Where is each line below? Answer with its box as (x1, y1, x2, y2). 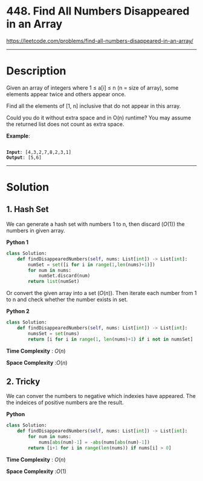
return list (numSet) (28, 279, 80, 285)
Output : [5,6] (6, 154, 42, 161)
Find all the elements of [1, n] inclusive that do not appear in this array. (6, 102, 181, 110)
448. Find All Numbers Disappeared (6, 4, 190, 18)
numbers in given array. (6, 227, 65, 234)
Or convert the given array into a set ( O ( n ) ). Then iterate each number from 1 (6, 290, 197, 297)
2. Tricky (6, 377, 40, 387)
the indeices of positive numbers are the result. (6, 399, 124, 406)
